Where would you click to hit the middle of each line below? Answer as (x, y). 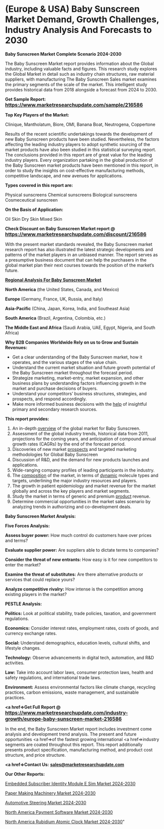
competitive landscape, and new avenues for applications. (64, 176)
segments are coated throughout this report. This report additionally (74, 744)
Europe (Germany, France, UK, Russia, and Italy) (54, 299)
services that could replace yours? (40, 579)
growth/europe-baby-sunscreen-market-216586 (63, 719)
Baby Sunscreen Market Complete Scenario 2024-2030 (63, 54)
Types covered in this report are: (39, 185)
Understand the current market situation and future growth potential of (84, 367)
